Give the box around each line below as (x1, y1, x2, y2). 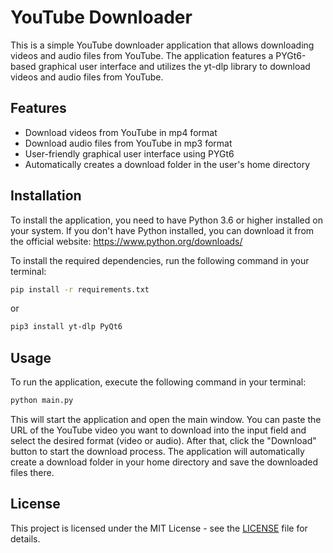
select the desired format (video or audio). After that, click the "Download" (10, 435, 317, 446)
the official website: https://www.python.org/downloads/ (10, 235, 243, 247)
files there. (10, 467, 55, 478)
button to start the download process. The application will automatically (10, 446, 305, 457)
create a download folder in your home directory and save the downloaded (10, 456, 319, 468)
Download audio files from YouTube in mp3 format (24, 137, 233, 149)
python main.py (10, 396, 74, 406)
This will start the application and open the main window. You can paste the (10, 414, 322, 425)
